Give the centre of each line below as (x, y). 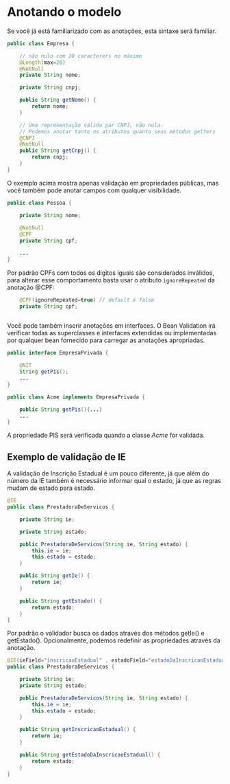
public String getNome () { (58, 100)
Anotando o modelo (64, 12)
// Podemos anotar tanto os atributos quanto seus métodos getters (117, 131)
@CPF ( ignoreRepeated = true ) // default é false (87, 300)
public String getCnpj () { (58, 151)
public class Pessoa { (39, 203)
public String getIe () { (55, 576)
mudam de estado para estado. (51, 488)
